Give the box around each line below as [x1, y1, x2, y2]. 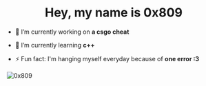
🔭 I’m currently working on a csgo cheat [14, 28, 130, 36]
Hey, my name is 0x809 [45, 5, 183, 21]
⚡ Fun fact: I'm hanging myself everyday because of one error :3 [14, 54, 200, 63]
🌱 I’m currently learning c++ [14, 41, 96, 49]
